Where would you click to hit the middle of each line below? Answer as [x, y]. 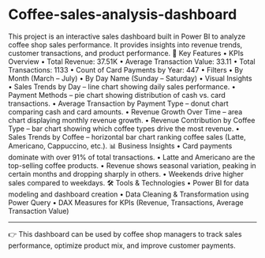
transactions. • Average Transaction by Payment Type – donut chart [118, 103]
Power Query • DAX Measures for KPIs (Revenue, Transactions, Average [126, 202]
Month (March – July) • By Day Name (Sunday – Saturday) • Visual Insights [130, 78]
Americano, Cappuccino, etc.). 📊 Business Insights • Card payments [120, 146]
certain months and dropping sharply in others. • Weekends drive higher [126, 174]
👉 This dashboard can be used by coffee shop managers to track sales [125, 234]
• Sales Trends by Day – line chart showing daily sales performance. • [122, 86]
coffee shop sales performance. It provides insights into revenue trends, [125, 44]
